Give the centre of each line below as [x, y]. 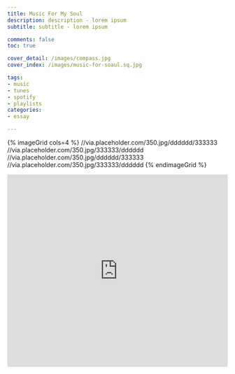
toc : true [22, 46]
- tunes [19, 91]
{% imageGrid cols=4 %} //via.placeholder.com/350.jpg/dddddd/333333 [113, 143]
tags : [15, 78]
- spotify [22, 97]
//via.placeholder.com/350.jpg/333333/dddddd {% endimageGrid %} [107, 165]
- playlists [24, 103]
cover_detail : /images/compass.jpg [59, 59]
